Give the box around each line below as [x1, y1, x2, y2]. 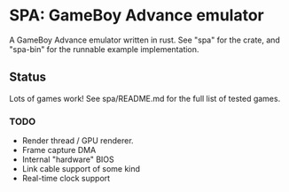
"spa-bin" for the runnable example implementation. [9, 43, 199, 54]
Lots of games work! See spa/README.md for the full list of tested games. [9, 93, 281, 104]
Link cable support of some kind [21, 164, 140, 174]
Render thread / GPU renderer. [21, 135, 135, 146]
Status [9, 70, 47, 85]
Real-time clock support [21, 173, 111, 184]
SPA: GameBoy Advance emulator [9, 5, 264, 26]
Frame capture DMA [21, 145, 97, 156]
